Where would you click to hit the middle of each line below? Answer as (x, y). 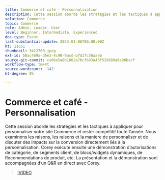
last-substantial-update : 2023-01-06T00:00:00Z (55, 42)
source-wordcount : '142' (30, 69)
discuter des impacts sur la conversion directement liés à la (65, 142)
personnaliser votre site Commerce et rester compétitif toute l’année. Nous (81, 131)
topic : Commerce (22, 23)
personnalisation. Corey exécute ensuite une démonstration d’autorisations (81, 147)
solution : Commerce (25, 19)
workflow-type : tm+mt (27, 64)
